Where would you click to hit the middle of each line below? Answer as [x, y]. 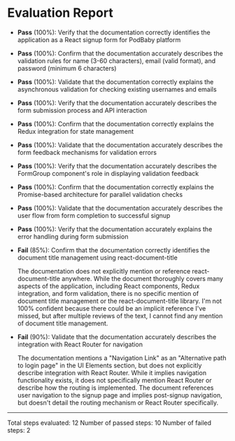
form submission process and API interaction [82, 110]
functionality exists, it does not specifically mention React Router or [114, 380]
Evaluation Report [60, 13]
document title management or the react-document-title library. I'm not [120, 301]
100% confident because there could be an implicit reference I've [112, 308]
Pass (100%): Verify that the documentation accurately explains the [115, 229]
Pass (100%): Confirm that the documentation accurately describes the [120, 53]
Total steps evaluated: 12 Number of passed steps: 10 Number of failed [109, 423]
